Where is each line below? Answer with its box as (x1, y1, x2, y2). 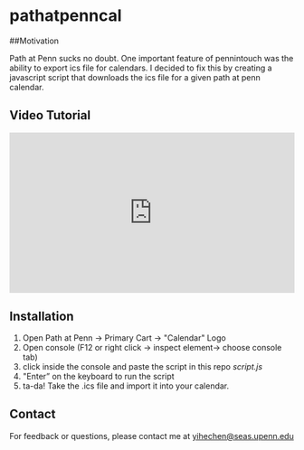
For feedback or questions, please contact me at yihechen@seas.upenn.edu (9, 430, 294, 441)
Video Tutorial (9, 108, 91, 123)
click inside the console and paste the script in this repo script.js (22, 361, 263, 372)
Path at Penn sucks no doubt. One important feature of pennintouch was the (9, 52, 294, 63)
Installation (9, 308, 74, 323)
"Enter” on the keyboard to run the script (22, 371, 175, 382)
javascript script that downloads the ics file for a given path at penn (9, 71, 261, 82)
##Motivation (9, 35, 60, 46)
